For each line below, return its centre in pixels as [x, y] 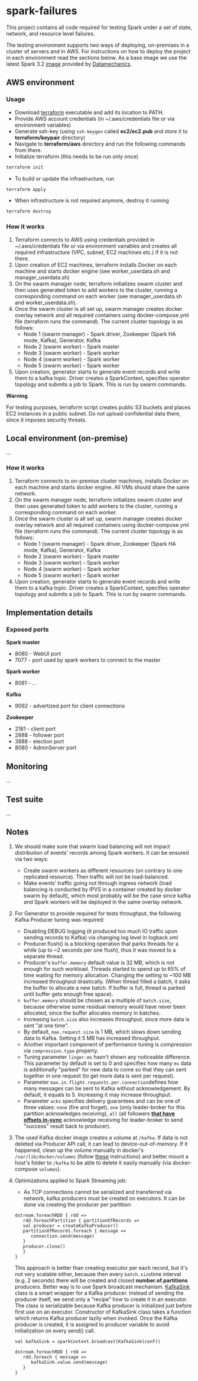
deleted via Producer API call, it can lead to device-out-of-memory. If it [101, 1144]
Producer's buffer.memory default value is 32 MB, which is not [99, 962]
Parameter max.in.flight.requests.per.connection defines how [101, 1082]
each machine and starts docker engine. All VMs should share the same [102, 487]
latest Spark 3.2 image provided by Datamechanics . [69, 64]
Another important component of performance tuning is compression [108, 1044]
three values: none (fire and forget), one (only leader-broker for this [104, 1107]
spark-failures [42, 11]
